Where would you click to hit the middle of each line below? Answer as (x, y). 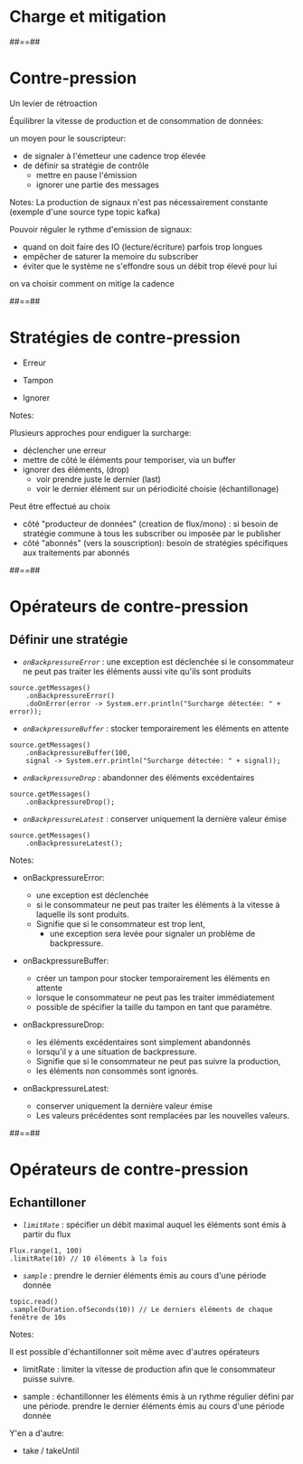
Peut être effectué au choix (60, 506)
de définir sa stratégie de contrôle (85, 165)
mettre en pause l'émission (86, 175)
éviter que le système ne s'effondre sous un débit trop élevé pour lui (150, 266)
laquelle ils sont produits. (82, 914)
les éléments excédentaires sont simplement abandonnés (143, 1042)
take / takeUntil (51, 1450)
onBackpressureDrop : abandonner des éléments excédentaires (138, 777)
